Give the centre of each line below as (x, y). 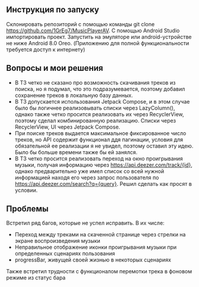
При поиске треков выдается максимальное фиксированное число (100, 133)
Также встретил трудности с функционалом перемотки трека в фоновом (99, 272)
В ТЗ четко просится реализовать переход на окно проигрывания (99, 158)
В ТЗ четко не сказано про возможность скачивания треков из (95, 82)
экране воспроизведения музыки (58, 241)
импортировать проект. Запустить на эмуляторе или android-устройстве (99, 37)
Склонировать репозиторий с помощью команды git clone (80, 24)
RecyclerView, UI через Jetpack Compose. (67, 127)
